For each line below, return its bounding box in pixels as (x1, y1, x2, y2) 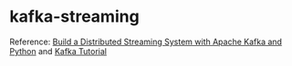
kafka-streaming (9, 6, 140, 27)
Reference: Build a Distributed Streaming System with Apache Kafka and (9, 36, 283, 47)
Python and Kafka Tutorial (9, 45, 108, 56)
